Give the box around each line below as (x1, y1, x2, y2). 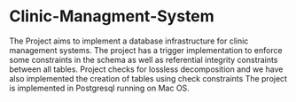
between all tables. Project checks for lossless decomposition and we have (9, 64, 284, 75)
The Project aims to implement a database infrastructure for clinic (9, 35, 249, 46)
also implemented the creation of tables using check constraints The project (9, 73, 288, 83)
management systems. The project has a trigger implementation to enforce (9, 44, 283, 55)
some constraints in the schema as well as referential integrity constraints (9, 54, 278, 65)
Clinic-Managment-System (9, 6, 214, 27)
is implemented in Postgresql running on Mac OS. (9, 82, 191, 93)
